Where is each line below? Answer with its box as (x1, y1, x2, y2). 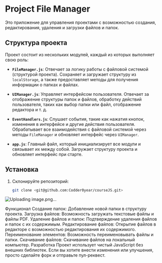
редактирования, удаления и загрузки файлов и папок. (5, 24, 119, 30)
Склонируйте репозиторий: (12, 178, 69, 184)
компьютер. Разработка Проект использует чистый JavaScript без (5, 242, 143, 248)
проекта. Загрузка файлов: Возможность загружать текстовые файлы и (5, 211, 154, 217)
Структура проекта (5, 39, 67, 47)
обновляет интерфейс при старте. (12, 151, 83, 157)
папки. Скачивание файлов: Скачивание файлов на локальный (5, 237, 135, 243)
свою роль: (5, 57, 29, 63)
